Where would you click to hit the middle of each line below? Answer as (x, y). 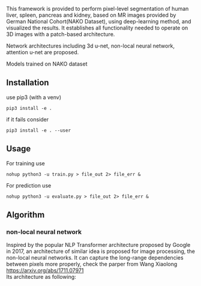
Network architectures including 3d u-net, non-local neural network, (91, 46)
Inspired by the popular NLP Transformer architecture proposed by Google (98, 245)
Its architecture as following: (41, 277)
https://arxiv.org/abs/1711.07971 (45, 270)
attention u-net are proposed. (43, 52)
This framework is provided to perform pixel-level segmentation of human (97, 9)
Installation (28, 83)
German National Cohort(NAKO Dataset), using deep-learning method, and (99, 21)
